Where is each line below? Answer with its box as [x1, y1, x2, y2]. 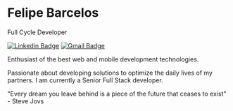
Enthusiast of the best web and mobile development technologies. [7, 54, 199, 64]
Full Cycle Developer [7, 28, 68, 36]
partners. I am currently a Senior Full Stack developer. [7, 75, 163, 84]
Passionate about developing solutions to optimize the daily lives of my [7, 68, 213, 77]
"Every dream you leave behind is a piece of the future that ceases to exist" [7, 89, 227, 98]
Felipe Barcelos [7, 5, 99, 21]
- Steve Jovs [7, 96, 44, 105]
